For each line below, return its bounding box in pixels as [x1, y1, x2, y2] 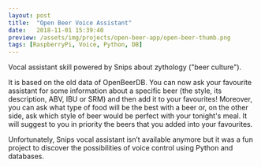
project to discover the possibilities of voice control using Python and [8, 143, 233, 153]
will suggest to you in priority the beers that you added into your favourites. [8, 120, 253, 129]
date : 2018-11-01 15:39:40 [8, 26, 104, 34]
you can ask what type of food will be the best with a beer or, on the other [8, 103, 248, 113]
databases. [8, 151, 45, 161]
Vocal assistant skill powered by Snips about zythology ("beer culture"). [8, 62, 242, 72]
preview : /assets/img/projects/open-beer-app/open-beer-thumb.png [8, 33, 231, 42]
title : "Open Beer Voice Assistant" [8, 19, 132, 27]
